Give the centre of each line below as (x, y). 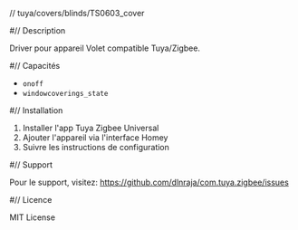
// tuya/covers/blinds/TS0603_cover (77, 13)
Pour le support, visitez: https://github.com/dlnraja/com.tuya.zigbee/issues (149, 182)
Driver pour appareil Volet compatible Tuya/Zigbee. (105, 48)
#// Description (38, 30)
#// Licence (31, 200)
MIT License (33, 217)
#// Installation (36, 110)
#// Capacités (35, 66)
